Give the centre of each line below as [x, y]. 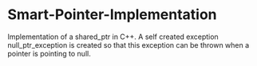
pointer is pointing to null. [49, 53]
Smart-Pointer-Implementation [112, 15]
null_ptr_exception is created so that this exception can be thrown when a [128, 45]
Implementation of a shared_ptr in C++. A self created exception [113, 37]
